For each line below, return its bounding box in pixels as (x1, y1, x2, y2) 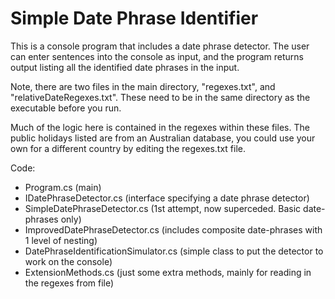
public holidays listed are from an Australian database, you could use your (10, 132, 316, 144)
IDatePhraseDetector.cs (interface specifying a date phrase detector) (24, 192, 310, 204)
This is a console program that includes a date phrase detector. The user (10, 40, 310, 52)
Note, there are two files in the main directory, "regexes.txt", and (10, 80, 276, 92)
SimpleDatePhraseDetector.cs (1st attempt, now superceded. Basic (24, 202, 302, 214)
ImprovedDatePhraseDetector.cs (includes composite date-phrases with (24, 223, 323, 236)
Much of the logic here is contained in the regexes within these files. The (10, 121, 310, 133)
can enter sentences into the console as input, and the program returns (10, 50, 304, 62)
